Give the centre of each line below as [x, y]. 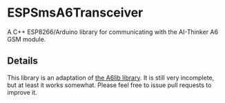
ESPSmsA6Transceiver [75, 13]
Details [22, 61]
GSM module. [27, 39]
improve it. [22, 92]
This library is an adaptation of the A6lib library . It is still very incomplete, [111, 77]
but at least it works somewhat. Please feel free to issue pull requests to [109, 85]
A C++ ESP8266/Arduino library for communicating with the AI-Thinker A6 [113, 32]
